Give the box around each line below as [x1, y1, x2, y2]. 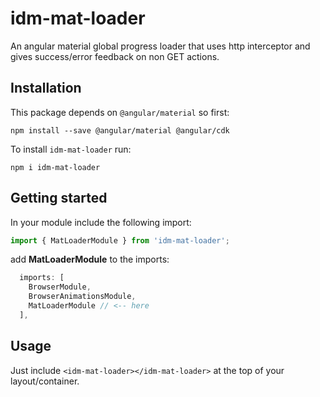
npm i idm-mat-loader [10, 162, 101, 172]
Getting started [10, 190, 108, 207]
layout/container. [10, 375, 80, 387]
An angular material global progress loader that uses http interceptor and [10, 40, 311, 52]
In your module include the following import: [10, 216, 192, 228]
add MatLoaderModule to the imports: [10, 253, 170, 266]
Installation [10, 80, 82, 97]
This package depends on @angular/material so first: [10, 106, 230, 118]
